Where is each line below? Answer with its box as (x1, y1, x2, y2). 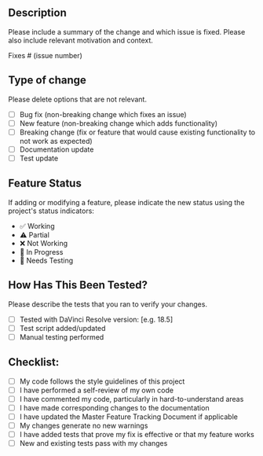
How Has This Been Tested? (8, 278, 148, 292)
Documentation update (19, 145, 94, 154)
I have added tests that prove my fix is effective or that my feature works (19, 429, 255, 439)
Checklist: (8, 355, 60, 369)
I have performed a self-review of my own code (19, 385, 174, 395)
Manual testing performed (19, 332, 104, 341)
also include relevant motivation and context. (8, 35, 153, 45)
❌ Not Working (19, 238, 68, 248)
